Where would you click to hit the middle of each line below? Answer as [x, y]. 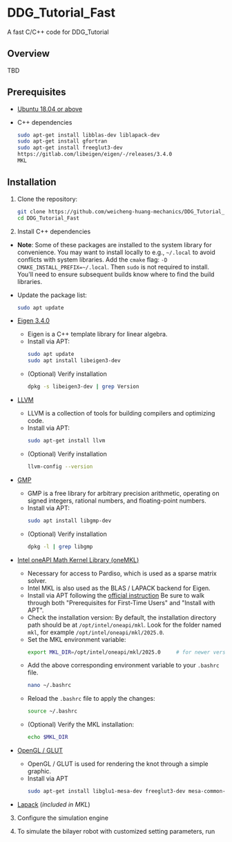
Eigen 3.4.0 [33, 321]
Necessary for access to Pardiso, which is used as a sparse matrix [122, 573]
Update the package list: [52, 295]
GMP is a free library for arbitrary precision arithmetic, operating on [123, 493]
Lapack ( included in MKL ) [54, 804]
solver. [37, 580]
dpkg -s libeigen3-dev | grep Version [83, 387]
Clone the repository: [47, 199]
